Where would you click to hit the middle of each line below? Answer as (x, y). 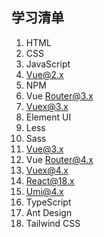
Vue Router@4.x (59, 159)
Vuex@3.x (47, 106)
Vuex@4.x (47, 170)
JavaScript (48, 64)
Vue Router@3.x (59, 95)
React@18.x (50, 180)
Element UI (48, 117)
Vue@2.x (44, 74)
